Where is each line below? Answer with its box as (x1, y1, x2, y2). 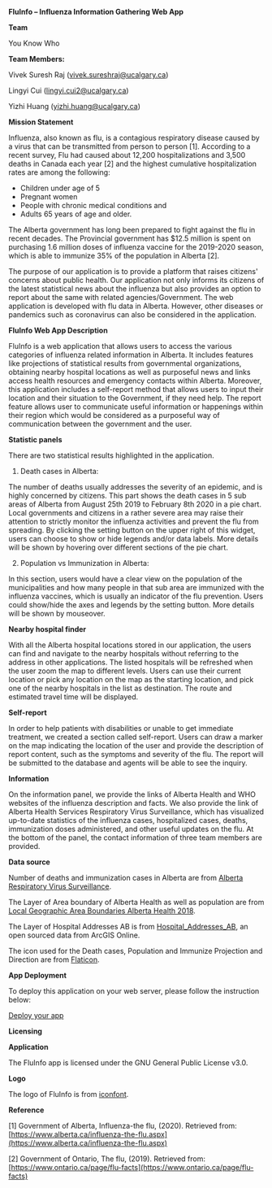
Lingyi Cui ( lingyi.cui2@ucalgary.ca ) (8, 85, 129, 95)
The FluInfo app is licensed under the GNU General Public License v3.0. (8, 1058, 248, 1068)
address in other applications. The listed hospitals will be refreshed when (8, 658, 253, 667)
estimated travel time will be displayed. (8, 692, 139, 702)
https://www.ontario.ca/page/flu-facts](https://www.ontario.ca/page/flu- (11, 1163, 254, 1172)
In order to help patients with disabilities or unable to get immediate (8, 724, 234, 733)
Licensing (8, 1026, 43, 1036)
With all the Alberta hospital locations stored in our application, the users (8, 640, 252, 650)
